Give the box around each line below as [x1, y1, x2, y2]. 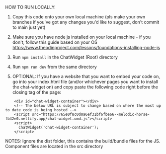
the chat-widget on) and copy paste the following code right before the [12, 84, 158, 90]
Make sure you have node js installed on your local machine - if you [12, 34, 151, 40]
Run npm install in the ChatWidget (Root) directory [12, 54, 118, 60]
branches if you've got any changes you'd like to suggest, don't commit [12, 19, 160, 25]
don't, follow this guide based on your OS [12, 39, 98, 45]
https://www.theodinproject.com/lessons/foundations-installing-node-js [12, 45, 160, 50]
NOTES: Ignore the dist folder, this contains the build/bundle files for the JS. [5, 138, 161, 144]
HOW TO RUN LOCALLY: [5, 4, 56, 10]
